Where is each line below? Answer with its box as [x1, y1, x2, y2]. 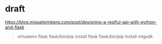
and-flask [5, 24, 24, 30]
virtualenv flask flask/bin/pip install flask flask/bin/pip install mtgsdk [17, 33, 153, 39]
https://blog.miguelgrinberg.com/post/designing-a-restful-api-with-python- [5, 19, 157, 25]
